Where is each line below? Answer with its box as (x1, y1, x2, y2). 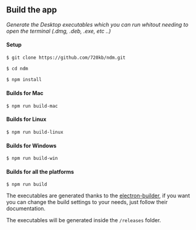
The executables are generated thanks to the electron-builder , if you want (6, 192, 191, 199)
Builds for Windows (6, 142, 57, 149)
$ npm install (6, 76, 42, 82)
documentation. (6, 205, 46, 212)
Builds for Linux (6, 116, 47, 123)
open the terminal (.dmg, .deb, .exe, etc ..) (6, 27, 111, 34)
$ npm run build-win (6, 156, 59, 162)
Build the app (6, 5, 57, 15)
